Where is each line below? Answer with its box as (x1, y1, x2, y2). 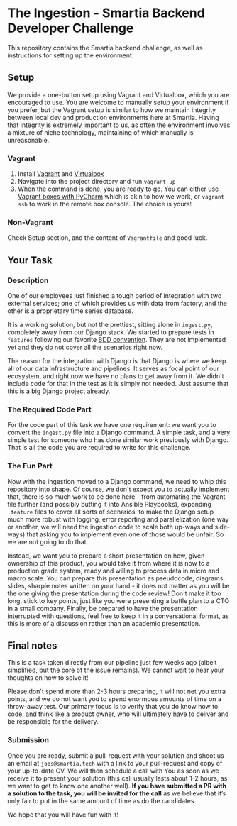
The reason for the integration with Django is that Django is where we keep (7, 357, 226, 365)
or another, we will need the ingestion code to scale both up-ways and (7, 522, 214, 531)
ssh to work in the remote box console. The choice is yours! (17, 200, 192, 209)
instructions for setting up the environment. (7, 51, 134, 60)
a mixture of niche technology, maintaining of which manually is (7, 128, 194, 136)
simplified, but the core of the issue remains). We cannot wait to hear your (7, 666, 224, 675)
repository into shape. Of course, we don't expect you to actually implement (7, 485, 230, 493)
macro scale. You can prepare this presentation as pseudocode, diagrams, (7, 573, 226, 583)
